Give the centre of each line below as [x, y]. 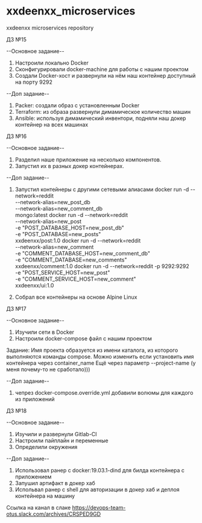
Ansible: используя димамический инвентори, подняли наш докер [100, 118]
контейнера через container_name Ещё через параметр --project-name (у [101, 363]
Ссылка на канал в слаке [39, 507]
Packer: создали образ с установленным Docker [77, 105]
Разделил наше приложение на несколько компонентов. [88, 159]
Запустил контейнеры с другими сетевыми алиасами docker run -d [102, 189]
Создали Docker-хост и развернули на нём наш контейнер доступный [105, 75]
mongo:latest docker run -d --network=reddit [71, 215]
